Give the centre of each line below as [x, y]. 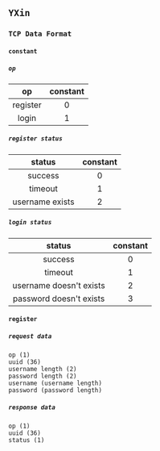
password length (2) [43, 376]
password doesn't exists [59, 299]
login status [30, 223]
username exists [43, 202]
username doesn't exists [59, 285]
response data [32, 407]
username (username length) [55, 383]
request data [30, 336]
